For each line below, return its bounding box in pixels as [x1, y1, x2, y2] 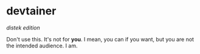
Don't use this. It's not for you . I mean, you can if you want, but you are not [6, 35, 195, 43]
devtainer [6, 4, 57, 18]
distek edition [6, 24, 41, 31]
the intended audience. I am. [6, 42, 78, 49]
